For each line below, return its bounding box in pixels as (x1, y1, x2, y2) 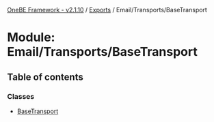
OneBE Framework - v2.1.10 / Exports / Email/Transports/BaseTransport (7, 6, 207, 14)
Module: (7, 30, 55, 45)
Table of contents (7, 71, 83, 82)
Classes (7, 91, 35, 101)
